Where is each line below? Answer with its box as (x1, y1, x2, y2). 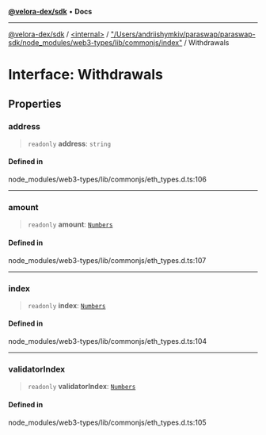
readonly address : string (27, 139, 112, 148)
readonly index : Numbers (27, 300, 106, 310)
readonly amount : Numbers (27, 219, 113, 229)
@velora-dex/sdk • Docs (8, 7, 93, 16)
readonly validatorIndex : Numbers (27, 382, 136, 391)
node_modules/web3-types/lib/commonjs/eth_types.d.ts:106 (8, 174, 207, 185)
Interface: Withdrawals (8, 66, 164, 84)
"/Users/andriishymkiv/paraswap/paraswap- (110, 29, 256, 39)
